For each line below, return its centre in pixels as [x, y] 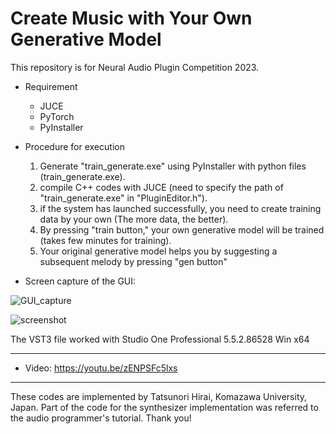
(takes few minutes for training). [105, 240]
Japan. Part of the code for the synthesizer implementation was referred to [164, 407]
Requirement [51, 86]
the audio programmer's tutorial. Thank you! [101, 418]
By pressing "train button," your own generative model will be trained [182, 229]
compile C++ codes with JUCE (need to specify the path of [161, 187]
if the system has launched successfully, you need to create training [180, 208]
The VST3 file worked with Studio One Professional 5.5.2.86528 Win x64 [160, 339]
